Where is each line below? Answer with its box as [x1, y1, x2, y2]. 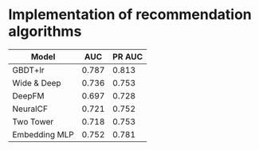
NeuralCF [12, 103, 48, 114]
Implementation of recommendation [8, 6, 253, 24]
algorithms [8, 22, 82, 40]
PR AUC [112, 51, 143, 62]
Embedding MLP [12, 129, 74, 140]
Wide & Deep [12, 77, 61, 88]
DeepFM [12, 90, 45, 101]
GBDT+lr [12, 64, 45, 75]
